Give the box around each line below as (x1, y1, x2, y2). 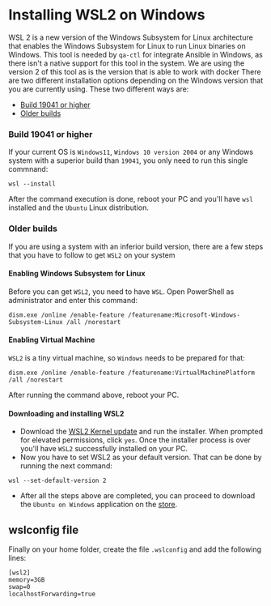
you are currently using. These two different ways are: (8, 83, 189, 94)
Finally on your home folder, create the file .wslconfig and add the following (8, 544, 261, 554)
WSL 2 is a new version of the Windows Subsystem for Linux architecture (8, 32, 253, 42)
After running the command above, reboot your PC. (8, 390, 180, 399)
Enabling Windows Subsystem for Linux (8, 269, 146, 279)
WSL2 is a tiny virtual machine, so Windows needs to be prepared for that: (8, 352, 245, 362)
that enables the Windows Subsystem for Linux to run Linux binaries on (8, 41, 247, 50)
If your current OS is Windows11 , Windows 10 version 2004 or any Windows (8, 147, 253, 157)
